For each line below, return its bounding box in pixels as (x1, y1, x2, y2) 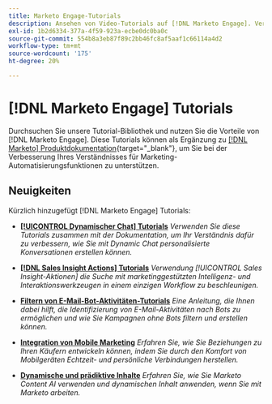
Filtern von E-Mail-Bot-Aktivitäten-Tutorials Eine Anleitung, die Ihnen (19, 295, 255, 305)
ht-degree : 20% (8, 58, 60, 66)
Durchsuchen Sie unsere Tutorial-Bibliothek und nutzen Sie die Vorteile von (8, 126, 260, 135)
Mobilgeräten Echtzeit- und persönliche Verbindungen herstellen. (19, 355, 239, 364)
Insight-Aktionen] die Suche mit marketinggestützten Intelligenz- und (19, 271, 251, 281)
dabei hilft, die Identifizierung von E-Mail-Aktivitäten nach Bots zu (19, 304, 241, 314)
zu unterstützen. (104, 160, 159, 170)
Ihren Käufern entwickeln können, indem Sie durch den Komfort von (19, 346, 247, 355)
